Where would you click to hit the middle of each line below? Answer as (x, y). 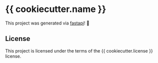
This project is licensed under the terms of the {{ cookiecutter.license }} (79, 50)
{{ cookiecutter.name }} (56, 9)
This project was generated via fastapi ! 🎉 (47, 23)
